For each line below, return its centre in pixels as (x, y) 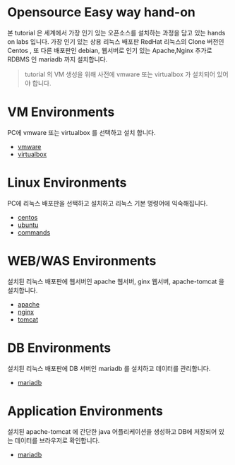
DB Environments (59, 348)
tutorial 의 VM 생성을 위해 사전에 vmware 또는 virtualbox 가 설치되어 (120, 74)
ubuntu (28, 225)
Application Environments (85, 411)
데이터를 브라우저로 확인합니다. (57, 440)
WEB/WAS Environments (82, 261)
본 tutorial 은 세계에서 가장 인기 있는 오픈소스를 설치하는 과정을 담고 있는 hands (116, 33)
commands (34, 232)
